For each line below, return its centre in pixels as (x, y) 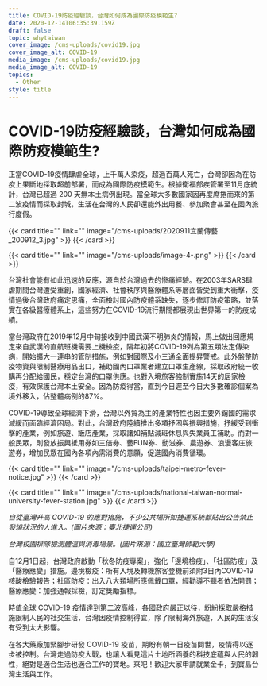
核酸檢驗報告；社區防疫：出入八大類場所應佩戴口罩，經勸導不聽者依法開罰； (133, 581)
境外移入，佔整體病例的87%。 (58, 396)
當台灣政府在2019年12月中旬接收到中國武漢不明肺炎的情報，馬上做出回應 (128, 337)
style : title (30, 89)
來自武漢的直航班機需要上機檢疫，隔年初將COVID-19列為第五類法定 (125, 347)
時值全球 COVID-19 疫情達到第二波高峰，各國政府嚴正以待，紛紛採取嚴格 (127, 607)
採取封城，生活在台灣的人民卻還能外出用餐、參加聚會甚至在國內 (147, 204)
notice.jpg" (26, 477)
